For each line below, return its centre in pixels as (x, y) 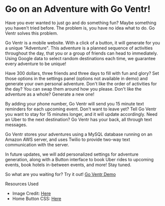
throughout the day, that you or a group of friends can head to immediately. (82, 53)
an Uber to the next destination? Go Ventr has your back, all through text (79, 119)
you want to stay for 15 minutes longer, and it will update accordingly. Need (81, 114)
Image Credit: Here (32, 193)
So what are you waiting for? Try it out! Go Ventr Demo (61, 174)
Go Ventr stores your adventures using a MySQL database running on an (79, 134)
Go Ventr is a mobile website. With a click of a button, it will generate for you (82, 42)
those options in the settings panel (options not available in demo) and (76, 78)
